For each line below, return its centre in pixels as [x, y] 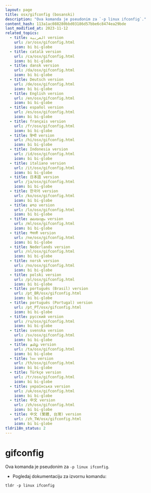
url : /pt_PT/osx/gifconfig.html [48, 307]
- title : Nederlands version [40, 247]
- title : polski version [35, 275]
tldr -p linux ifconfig [30, 485]
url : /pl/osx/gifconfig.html [44, 279]
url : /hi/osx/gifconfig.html [44, 140]
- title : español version [37, 107]
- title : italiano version [38, 163]
